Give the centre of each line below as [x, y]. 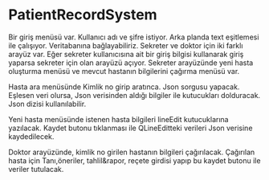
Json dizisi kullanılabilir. [47, 104]
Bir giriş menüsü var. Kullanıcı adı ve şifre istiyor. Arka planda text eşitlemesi [134, 37]
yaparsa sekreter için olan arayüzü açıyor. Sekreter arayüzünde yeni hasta [131, 63]
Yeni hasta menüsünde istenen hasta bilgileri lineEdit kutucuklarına [118, 119]
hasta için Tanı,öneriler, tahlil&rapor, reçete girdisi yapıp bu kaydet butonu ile [134, 160]
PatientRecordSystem [83, 15]
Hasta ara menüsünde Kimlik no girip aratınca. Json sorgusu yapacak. [124, 87]
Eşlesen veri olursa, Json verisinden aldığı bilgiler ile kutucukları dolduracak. [134, 95]
